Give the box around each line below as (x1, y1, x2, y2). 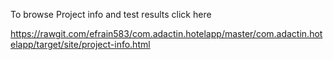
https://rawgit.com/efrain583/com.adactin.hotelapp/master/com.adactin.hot (10, 28, 323, 39)
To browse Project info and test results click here (10, 9, 212, 20)
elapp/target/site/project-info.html (10, 39, 151, 50)
